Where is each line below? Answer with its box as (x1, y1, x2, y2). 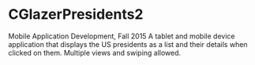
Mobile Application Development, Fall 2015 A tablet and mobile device (8, 31, 235, 41)
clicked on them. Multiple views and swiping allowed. (8, 48, 182, 57)
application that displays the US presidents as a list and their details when (8, 39, 248, 49)
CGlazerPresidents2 (8, 5, 144, 23)
